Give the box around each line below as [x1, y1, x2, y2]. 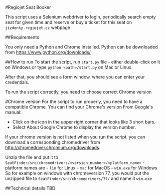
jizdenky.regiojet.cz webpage [5, 24, 71, 30]
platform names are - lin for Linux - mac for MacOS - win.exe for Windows [5, 165, 158, 170]
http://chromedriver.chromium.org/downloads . [5, 144, 101, 150]
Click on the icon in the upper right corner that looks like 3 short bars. [12, 119, 156, 124]
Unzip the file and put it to [5, 154, 59, 160]
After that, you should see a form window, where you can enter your [5, 74, 145, 79]
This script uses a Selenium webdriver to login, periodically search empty [5, 14, 156, 19]
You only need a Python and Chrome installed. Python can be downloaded [5, 44, 158, 49]
